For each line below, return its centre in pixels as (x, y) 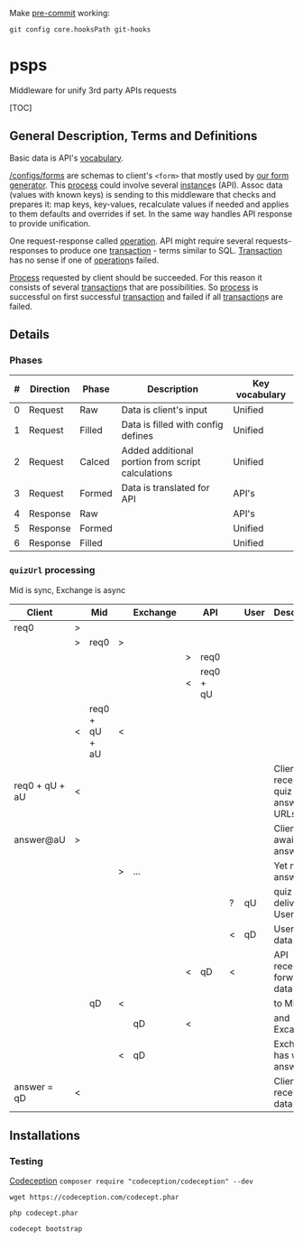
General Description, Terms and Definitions (133, 136)
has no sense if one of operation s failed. (84, 260)
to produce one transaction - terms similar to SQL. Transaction (166, 250)
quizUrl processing (52, 570)
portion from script (161, 462)
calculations (147, 473)
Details (29, 334)
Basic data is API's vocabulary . (67, 158)
